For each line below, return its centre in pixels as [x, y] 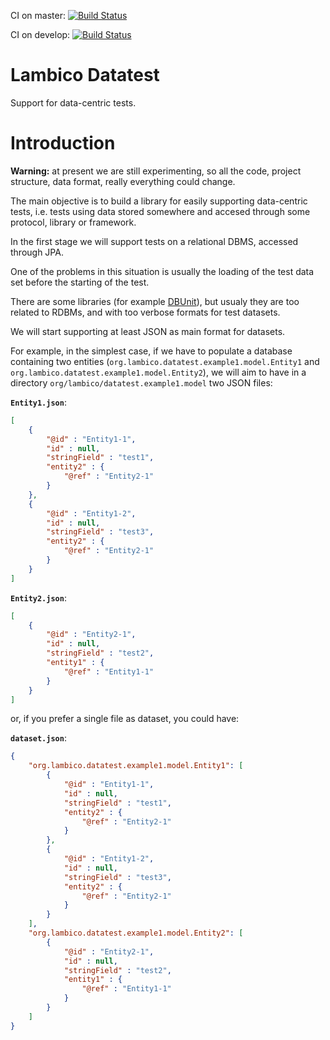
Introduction [63, 143]
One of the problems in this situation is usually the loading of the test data [162, 271]
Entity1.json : [38, 402]
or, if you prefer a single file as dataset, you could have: [125, 719]
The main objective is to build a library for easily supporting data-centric [159, 201]
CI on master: [38, 15]
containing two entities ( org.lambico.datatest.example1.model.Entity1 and [165, 361]
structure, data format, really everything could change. [123, 181]
